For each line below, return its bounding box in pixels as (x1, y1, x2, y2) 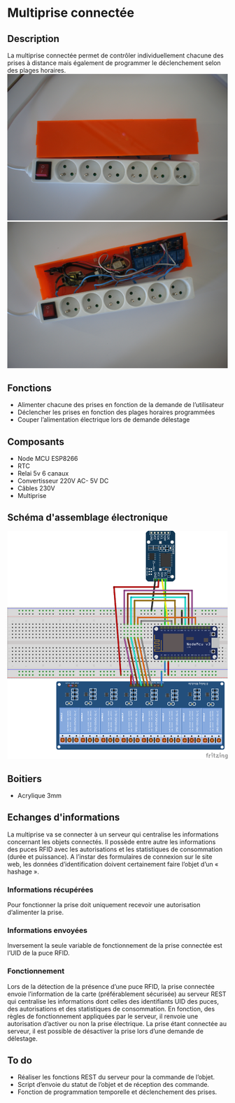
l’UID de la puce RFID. (7, 949, 70, 958)
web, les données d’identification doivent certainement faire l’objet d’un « (7, 860, 219, 868)
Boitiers (7, 773, 42, 785)
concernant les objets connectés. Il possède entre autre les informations (7, 837, 216, 846)
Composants (7, 436, 65, 448)
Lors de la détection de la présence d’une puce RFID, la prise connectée (7, 982, 215, 990)
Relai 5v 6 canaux (17, 469, 69, 477)
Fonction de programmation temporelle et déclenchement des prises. (17, 1088, 218, 1096)
